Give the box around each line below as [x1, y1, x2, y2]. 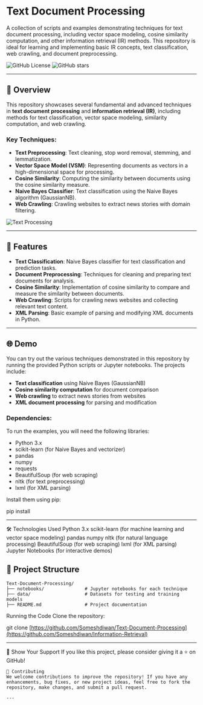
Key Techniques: [6, 135, 57, 143]
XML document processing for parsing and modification [14, 398, 157, 406]
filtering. [14, 207, 36, 214]
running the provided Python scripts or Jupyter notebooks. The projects [6, 361, 185, 368]
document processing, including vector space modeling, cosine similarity [6, 30, 188, 37]
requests [14, 464, 37, 472]
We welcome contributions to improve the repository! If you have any [6, 674, 188, 680]
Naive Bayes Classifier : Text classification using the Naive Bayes [14, 187, 178, 195]
